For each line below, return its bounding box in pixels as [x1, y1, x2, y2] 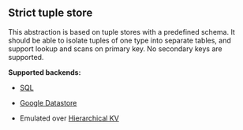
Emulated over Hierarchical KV [19, 113, 120, 123]
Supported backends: [8, 67, 81, 77]
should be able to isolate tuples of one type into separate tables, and [8, 35, 231, 45]
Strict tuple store [8, 6, 93, 20]
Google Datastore [19, 98, 77, 107]
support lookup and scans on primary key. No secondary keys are [8, 43, 222, 54]
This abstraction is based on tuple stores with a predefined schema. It [8, 27, 235, 36]
